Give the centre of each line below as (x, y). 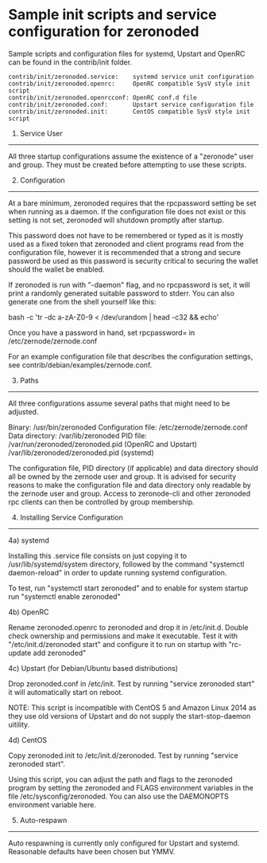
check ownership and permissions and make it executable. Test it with (123, 636)
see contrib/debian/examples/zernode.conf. (80, 365)
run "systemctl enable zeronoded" (64, 596)
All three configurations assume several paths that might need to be (119, 403)
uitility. (19, 724)
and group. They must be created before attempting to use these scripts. (128, 164)
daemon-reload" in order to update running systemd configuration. (118, 572)
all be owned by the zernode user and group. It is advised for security (122, 477)
